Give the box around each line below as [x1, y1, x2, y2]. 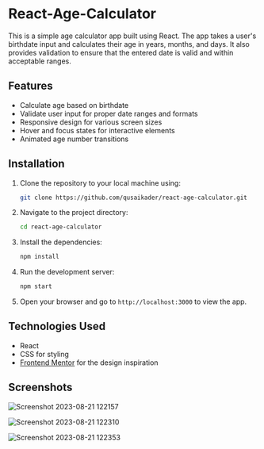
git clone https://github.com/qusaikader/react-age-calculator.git [19, 194, 247, 201]
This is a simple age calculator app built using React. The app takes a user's [8, 31, 257, 40]
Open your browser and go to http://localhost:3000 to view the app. [19, 297, 247, 306]
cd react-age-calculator [19, 223, 102, 231]
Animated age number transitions [19, 134, 129, 144]
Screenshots [8, 381, 73, 394]
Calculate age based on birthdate [19, 100, 129, 109]
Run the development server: [19, 267, 115, 277]
